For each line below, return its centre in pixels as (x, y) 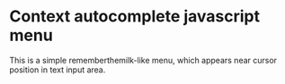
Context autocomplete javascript (135, 17)
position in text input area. (58, 70)
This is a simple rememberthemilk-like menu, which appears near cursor (143, 60)
